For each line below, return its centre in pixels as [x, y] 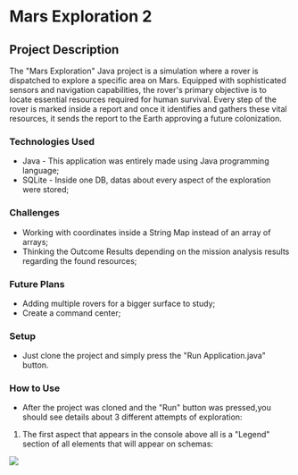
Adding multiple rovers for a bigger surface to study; [119, 303]
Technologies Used [52, 141]
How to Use [35, 388]
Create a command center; [71, 313]
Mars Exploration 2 [81, 17]
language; [41, 171]
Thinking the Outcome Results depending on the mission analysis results [156, 251]
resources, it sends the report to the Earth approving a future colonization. [146, 119]
